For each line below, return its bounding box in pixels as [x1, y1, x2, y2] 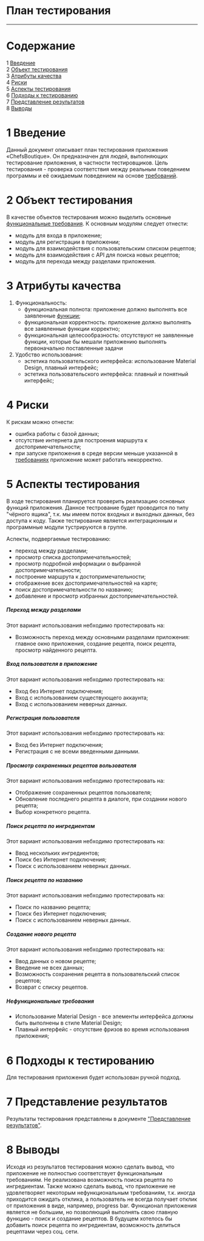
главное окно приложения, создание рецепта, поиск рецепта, [15, 640, 177, 647]
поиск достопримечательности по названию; [15, 585, 134, 593]
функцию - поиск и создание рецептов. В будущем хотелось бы [6, 1215, 172, 1222]
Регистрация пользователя [6, 714, 80, 722]
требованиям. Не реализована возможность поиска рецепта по [6, 1176, 173, 1184]
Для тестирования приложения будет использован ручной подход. [6, 1073, 181, 1081]
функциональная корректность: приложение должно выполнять [24, 318, 192, 326]
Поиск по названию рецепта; [15, 903, 91, 911]
